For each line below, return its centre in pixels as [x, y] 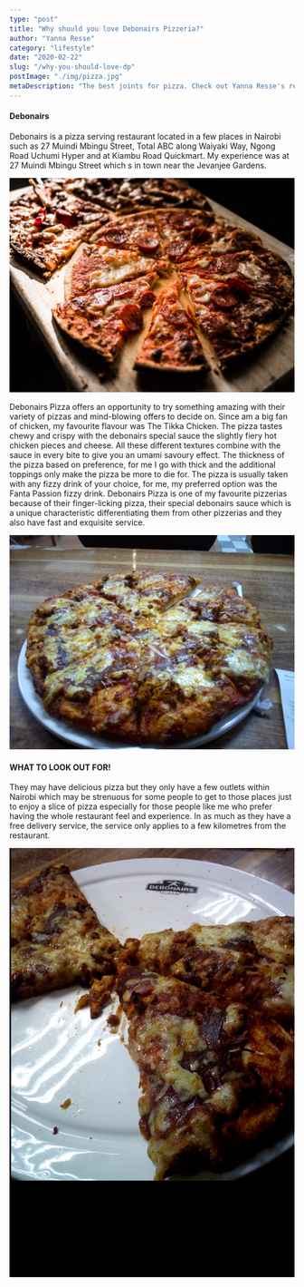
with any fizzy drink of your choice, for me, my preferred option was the [143, 483]
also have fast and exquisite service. [77, 522]
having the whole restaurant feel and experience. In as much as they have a [150, 816]
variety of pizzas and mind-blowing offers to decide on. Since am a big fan [148, 416]
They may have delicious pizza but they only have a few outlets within [139, 787]
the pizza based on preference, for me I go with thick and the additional [142, 464]
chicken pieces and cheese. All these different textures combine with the [145, 445]
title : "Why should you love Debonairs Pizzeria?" [107, 29]
